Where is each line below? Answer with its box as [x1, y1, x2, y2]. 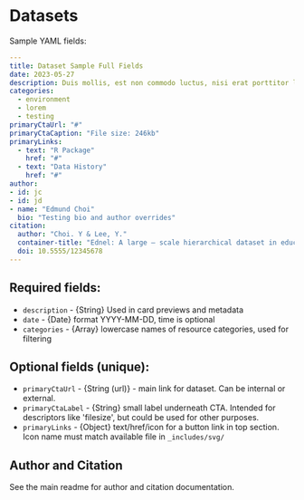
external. [22, 393, 56, 404]
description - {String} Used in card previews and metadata [22, 304, 244, 315]
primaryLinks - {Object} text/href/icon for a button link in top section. [22, 422, 280, 433]
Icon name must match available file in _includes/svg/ [22, 431, 224, 442]
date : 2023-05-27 [9, 70, 75, 79]
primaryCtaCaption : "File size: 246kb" [9, 129, 160, 138]
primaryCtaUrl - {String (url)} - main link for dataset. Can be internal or [22, 383, 286, 394]
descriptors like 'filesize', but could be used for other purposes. [22, 412, 260, 423]
